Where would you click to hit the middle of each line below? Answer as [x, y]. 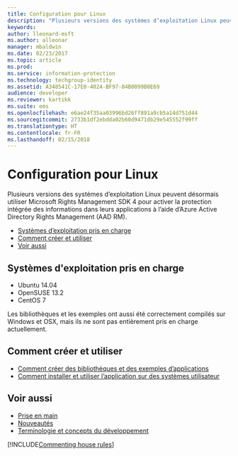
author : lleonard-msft [41, 34]
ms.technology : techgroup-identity [60, 80]
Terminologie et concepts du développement [83, 430]
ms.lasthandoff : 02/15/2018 [49, 139]
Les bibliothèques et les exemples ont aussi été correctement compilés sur [117, 314]
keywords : [22, 27]
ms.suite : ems [28, 107]
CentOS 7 [32, 300]
